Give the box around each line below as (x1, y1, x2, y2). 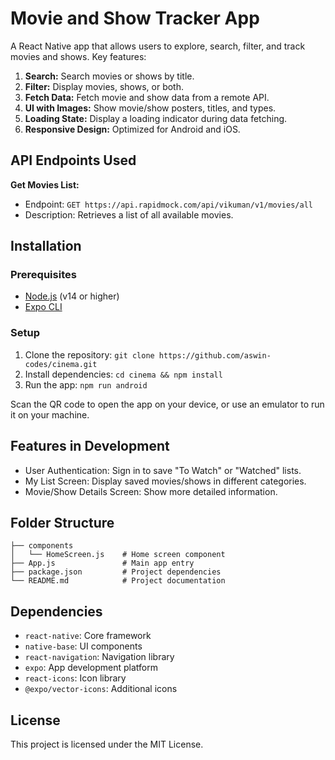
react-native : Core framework (24, 630, 152, 642)
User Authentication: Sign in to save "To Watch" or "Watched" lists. (24, 464, 302, 476)
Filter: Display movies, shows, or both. (24, 80, 185, 92)
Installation (10, 238, 82, 255)
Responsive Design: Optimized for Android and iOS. (24, 123, 241, 135)
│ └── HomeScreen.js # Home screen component (10, 550, 226, 560)
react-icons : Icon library (24, 672, 127, 684)
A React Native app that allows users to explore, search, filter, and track (10, 40, 306, 52)
